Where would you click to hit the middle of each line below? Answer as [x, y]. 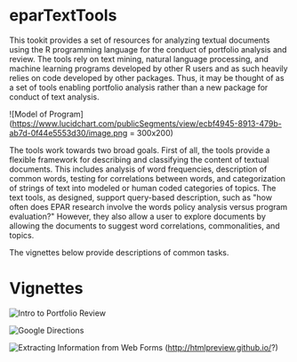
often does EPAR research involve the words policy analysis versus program [148, 206]
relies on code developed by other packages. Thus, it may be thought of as [147, 77]
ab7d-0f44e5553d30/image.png [68, 133]
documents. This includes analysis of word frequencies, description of [138, 169]
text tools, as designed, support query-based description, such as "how [141, 197]
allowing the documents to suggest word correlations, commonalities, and [144, 225]
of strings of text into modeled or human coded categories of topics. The [143, 188]
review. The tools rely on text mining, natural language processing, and [139, 59]
